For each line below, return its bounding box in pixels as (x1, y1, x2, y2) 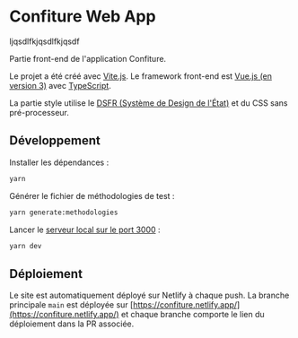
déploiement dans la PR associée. (9, 318, 135, 329)
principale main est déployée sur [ (9, 299, 134, 310)
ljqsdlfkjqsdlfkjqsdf (9, 36, 80, 47)
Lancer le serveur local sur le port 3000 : (9, 224, 161, 235)
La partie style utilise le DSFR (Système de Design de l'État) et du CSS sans (9, 97, 288, 108)
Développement (9, 133, 101, 149)
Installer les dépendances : (9, 157, 110, 168)
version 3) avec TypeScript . (9, 80, 112, 91)
